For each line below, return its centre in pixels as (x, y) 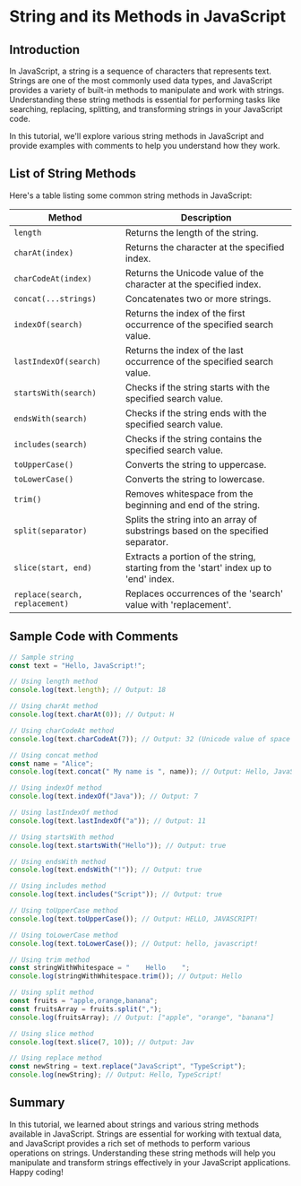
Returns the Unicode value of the (194, 273)
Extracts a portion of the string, (190, 556)
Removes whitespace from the (189, 493)
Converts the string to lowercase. (195, 479)
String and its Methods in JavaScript (148, 17)
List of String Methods (73, 173)
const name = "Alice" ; (52, 764)
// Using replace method (56, 1058)
